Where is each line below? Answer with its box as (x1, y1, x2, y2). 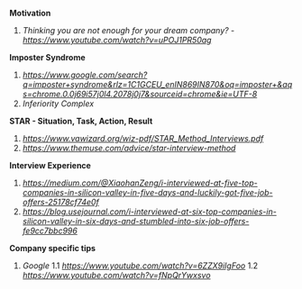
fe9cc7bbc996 (22, 225, 78, 236)
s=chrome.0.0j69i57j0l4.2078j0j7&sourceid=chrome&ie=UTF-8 (22, 89, 258, 99)
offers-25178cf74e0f (22, 197, 99, 207)
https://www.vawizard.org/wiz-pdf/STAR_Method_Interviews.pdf (22, 133, 264, 143)
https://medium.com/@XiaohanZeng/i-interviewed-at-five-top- (22, 177, 259, 188)
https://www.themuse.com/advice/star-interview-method (22, 143, 236, 153)
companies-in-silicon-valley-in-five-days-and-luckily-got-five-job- (22, 187, 273, 197)
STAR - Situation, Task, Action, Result (9, 116, 153, 126)
